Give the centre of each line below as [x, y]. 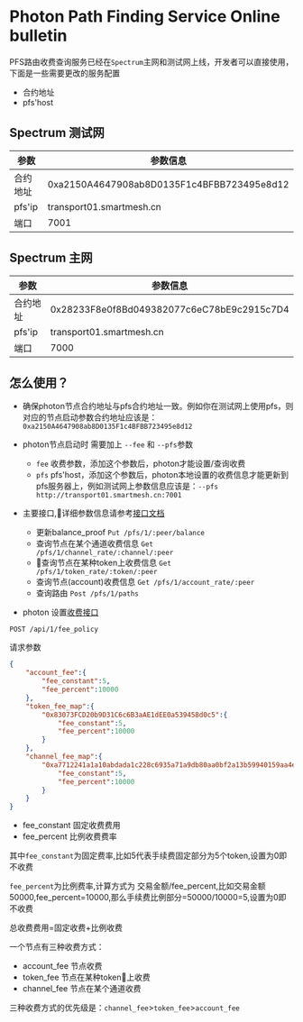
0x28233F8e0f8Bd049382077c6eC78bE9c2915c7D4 [170, 309]
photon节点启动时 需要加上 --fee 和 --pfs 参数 [108, 444]
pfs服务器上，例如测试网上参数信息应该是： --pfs [127, 486]
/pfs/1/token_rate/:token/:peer [96, 572]
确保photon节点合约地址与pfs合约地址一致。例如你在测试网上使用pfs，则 [158, 406]
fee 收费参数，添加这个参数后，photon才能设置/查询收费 [141, 464]
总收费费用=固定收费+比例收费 [66, 928]
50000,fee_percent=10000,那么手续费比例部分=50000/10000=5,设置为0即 [148, 898]
